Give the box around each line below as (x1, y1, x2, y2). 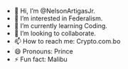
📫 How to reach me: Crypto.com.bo (14, 37, 121, 45)
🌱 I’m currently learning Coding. (14, 22, 108, 30)
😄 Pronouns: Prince (14, 47, 73, 56)
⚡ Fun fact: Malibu (14, 55, 68, 63)
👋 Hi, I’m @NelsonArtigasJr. (14, 7, 96, 15)
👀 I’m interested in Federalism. (14, 14, 103, 23)
